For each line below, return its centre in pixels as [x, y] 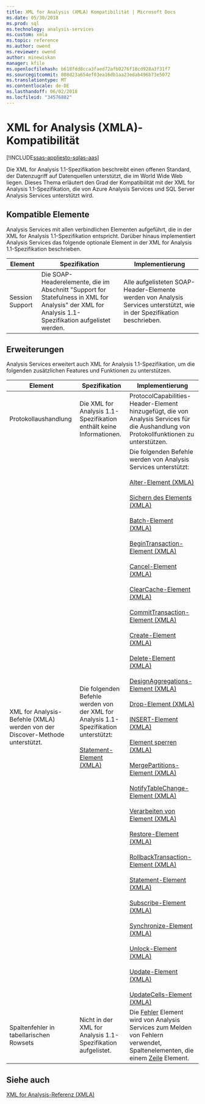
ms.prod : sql [23, 23]
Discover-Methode [37, 735]
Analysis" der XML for [73, 305]
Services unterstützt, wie [159, 305]
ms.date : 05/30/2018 [33, 18]
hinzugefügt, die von [159, 412]
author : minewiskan [31, 57]
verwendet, [146, 1043]
